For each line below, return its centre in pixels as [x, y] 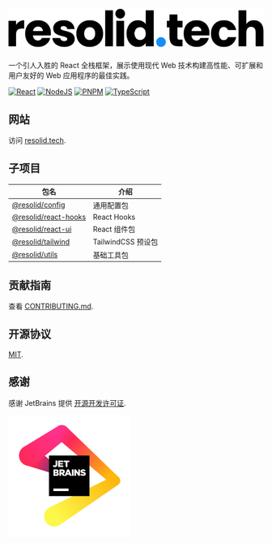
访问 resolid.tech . [37, 140]
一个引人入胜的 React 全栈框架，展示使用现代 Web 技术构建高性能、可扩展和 [136, 66]
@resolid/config [38, 205]
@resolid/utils [35, 255]
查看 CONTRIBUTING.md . [51, 306]
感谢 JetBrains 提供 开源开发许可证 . [67, 403]
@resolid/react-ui [42, 229]
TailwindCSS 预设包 [125, 242]
